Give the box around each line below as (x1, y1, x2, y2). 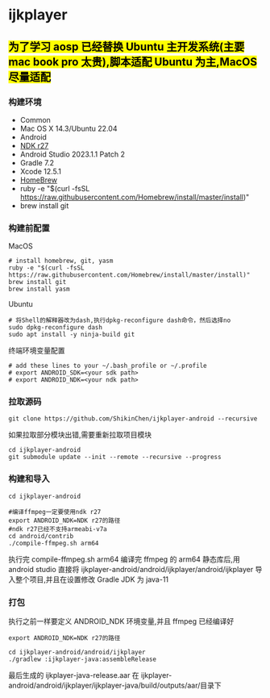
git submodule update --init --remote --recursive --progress (8, 453, 222, 462)
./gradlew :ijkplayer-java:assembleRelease (8, 655, 157, 663)
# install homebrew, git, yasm (8, 257, 114, 265)
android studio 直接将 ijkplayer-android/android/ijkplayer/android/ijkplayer (8, 564, 254, 574)
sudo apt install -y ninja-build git (8, 331, 135, 339)
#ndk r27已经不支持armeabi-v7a (8, 525, 107, 533)
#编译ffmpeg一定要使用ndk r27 (8, 508, 102, 516)
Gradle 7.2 (19, 157, 55, 167)
